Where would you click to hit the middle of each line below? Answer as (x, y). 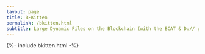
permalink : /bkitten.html (39, 23)
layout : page (23, 12)
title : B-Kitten (27, 17)
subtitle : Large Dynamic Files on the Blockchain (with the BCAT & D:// (101, 28)
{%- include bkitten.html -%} (43, 46)
